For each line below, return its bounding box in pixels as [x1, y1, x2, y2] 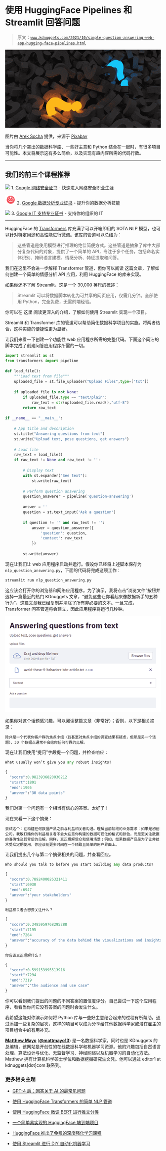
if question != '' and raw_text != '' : [23, 520, 105, 525]
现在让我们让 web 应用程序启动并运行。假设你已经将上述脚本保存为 [5, 561, 142, 567]
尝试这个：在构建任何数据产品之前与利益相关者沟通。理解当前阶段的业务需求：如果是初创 [5, 827, 160, 832]
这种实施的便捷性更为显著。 [13, 325, 70, 332]
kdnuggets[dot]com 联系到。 [5, 1062, 64, 1068]
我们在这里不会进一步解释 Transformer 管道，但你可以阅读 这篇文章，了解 [5, 265, 156, 271]
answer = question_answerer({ [31, 525, 94, 530]
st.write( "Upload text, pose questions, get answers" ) [14, 436, 129, 441]
